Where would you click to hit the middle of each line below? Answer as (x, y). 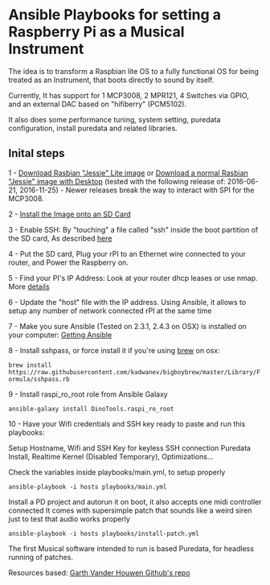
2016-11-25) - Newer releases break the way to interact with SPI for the (137, 190)
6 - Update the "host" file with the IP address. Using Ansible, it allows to (127, 302)
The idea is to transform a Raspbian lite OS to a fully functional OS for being (133, 71)
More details (29, 286)
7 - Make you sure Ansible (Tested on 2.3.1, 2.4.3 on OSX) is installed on (127, 326)
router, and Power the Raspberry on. (68, 262)
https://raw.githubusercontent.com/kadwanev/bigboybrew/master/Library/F (135, 372)
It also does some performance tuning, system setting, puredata (115, 119)
